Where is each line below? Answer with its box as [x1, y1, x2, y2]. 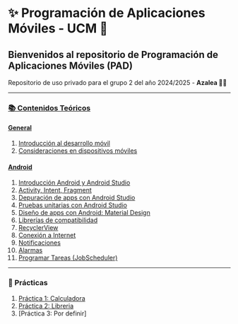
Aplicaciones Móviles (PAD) [8, 59, 133, 71]
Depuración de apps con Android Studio [18, 193, 136, 202]
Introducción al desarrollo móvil [18, 139, 110, 148]
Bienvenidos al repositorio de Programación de [8, 48, 218, 61]
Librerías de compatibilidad [18, 216, 98, 224]
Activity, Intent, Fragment [18, 186, 93, 195]
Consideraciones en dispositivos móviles [18, 146, 138, 155]
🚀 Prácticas [8, 278, 48, 288]
